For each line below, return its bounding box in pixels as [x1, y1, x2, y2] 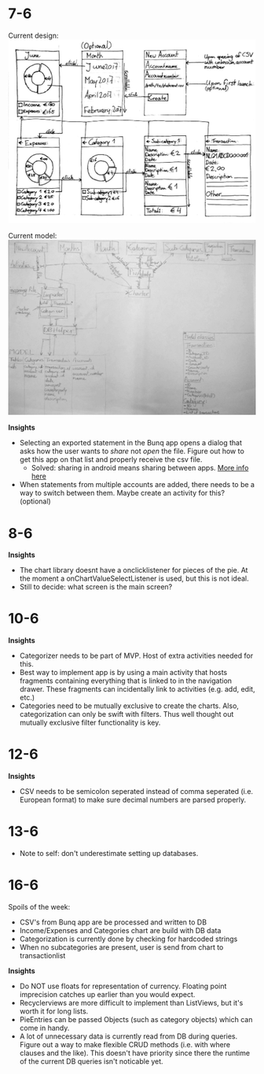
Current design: [8, 31, 59, 40]
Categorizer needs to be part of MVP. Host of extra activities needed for [19, 651, 254, 661]
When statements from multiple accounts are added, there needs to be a [19, 480, 255, 489]
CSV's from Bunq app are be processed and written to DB [19, 917, 207, 927]
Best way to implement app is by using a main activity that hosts [19, 668, 228, 677]
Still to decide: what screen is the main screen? [19, 582, 173, 592]
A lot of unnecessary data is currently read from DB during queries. [19, 1032, 238, 1041]
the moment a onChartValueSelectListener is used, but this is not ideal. [19, 574, 249, 583]
